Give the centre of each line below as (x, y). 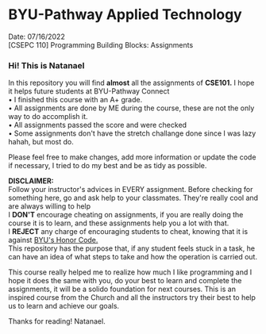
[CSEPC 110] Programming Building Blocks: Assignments (101, 44)
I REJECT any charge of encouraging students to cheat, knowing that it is (128, 232)
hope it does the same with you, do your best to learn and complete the (125, 281)
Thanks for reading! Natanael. (57, 321)
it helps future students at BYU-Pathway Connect (89, 91)
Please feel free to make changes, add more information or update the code (132, 157)
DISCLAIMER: (31, 181)
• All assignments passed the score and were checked (98, 125)
